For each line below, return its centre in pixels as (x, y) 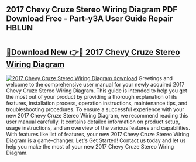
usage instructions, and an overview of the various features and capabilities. (98, 128)
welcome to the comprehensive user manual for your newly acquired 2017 (95, 85)
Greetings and (155, 78)
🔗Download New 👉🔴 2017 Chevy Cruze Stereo (93, 52)
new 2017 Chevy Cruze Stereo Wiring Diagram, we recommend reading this (97, 116)
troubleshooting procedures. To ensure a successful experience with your (95, 109)
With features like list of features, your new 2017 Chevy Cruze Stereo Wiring (98, 134)
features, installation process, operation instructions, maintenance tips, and (97, 103)
